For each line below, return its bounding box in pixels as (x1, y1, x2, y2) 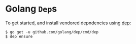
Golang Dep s (5, 3, 57, 15)
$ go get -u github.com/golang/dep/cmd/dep (5, 29, 99, 34)
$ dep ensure (5, 34, 33, 39)
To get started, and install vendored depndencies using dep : (5, 20, 131, 26)
